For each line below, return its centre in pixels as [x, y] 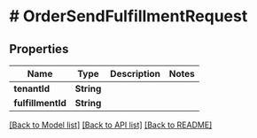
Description [136, 74]
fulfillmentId [40, 103]
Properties [39, 49]
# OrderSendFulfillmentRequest [128, 16]
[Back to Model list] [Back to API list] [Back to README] [111, 125]
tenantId [32, 88]
